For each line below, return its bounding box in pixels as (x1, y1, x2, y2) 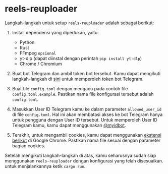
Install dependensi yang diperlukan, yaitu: (12, 29, 99, 35)
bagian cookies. (12, 142, 45, 149)
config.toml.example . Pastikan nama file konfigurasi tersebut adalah (12, 91, 154, 97)
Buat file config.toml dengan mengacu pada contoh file (12, 85, 128, 91)
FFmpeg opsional (19, 50, 57, 56)
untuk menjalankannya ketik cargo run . (5, 163, 86, 169)
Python (19, 39, 35, 45)
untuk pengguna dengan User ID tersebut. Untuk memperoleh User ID (12, 117, 157, 123)
